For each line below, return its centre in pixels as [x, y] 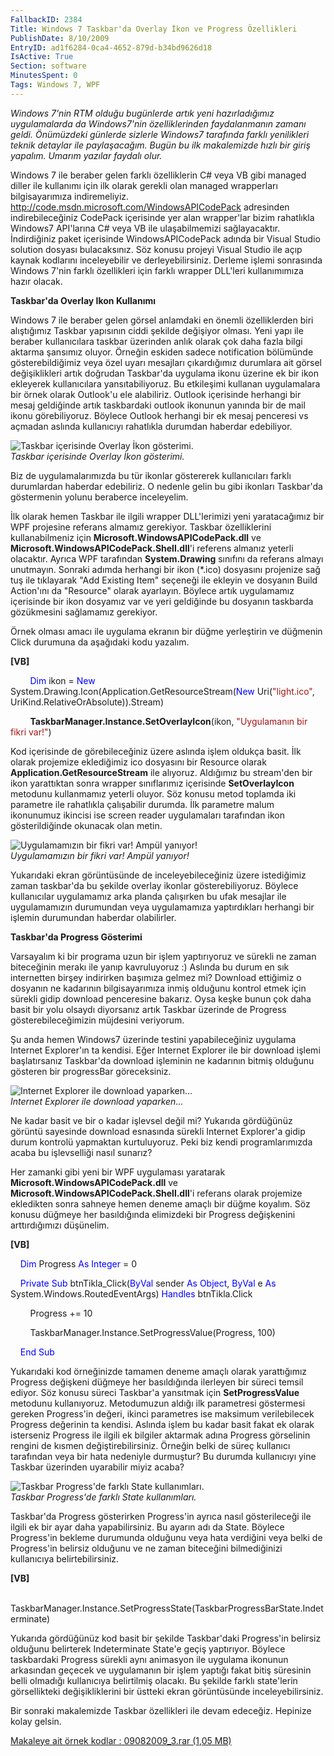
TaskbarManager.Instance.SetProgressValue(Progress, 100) [152, 1332]
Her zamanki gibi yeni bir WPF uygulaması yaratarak [118, 1172]
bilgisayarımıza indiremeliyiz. [70, 196]
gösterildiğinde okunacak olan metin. [86, 825]
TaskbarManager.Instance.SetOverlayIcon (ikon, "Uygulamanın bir [168, 721]
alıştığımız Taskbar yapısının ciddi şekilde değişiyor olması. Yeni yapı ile [157, 330]
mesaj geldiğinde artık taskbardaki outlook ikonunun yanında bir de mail [158, 405]
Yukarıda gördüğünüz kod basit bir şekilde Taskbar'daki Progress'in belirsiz [166, 1638]
